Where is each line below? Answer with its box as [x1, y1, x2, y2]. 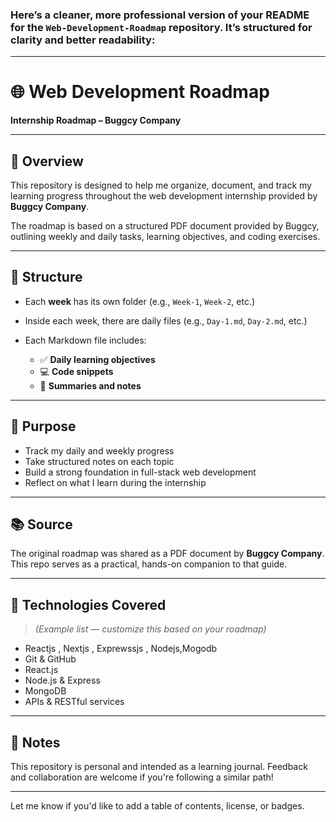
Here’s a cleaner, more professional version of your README [10, 8, 310, 22]
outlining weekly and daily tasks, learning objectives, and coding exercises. [10, 231, 321, 243]
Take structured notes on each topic [24, 455, 175, 467]
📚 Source [10, 516, 73, 533]
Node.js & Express [24, 674, 101, 687]
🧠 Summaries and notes [39, 379, 142, 392]
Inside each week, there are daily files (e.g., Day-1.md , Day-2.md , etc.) [24, 314, 308, 327]
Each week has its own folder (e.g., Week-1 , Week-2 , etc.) [24, 295, 256, 307]
